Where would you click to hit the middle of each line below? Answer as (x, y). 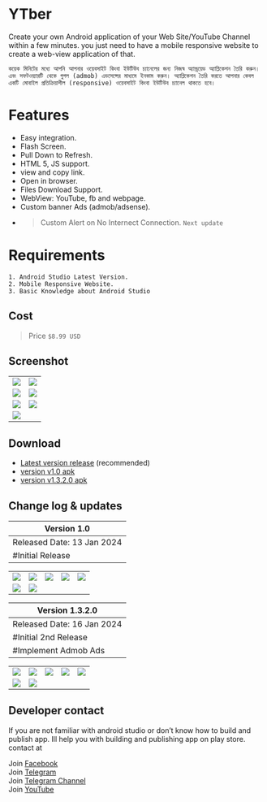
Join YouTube (31, 789)
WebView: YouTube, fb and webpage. (83, 198)
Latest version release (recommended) (85, 463)
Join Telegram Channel (47, 780)
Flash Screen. (43, 146)
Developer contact (56, 711)
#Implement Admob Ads (59, 651)
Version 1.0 (67, 529)
